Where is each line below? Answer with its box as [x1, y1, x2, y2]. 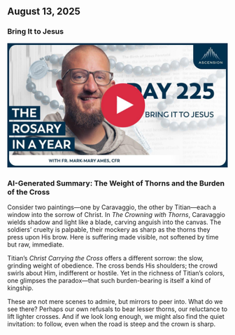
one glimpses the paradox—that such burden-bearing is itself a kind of [7, 277, 211, 285]
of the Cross [7, 188, 50, 197]
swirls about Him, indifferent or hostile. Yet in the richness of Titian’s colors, [7, 269, 225, 277]
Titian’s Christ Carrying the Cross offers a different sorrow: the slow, [7, 254, 204, 263]
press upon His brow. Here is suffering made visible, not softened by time [7, 233, 219, 242]
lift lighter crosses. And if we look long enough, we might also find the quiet [7, 313, 225, 321]
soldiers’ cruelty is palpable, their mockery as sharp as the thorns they [7, 225, 211, 234]
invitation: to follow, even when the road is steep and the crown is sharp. [7, 320, 216, 329]
